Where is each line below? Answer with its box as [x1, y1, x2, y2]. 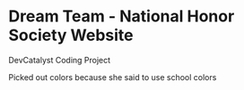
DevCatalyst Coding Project [8, 54, 111, 65]
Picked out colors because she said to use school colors [8, 71, 217, 82]
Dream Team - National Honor [8, 6, 235, 27]
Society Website [8, 25, 134, 45]
